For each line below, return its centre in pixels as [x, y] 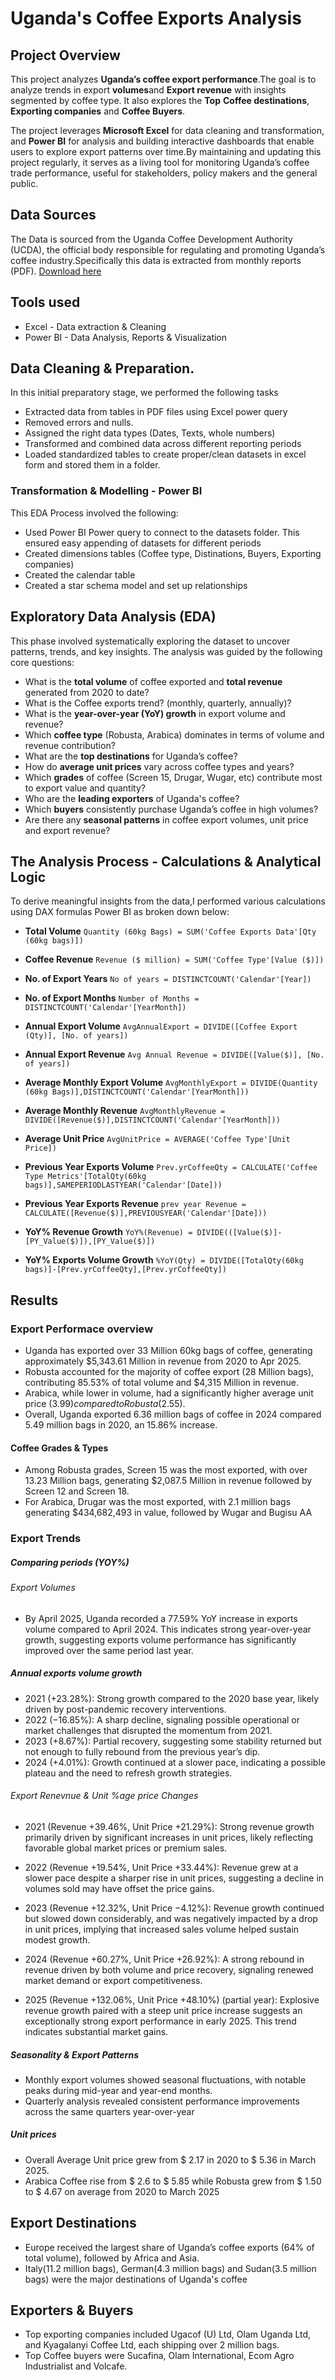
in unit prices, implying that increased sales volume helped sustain [162, 1929]
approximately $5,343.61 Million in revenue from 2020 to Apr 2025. [163, 1361]
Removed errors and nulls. [79, 423]
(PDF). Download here [56, 271]
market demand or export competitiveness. [113, 1980]
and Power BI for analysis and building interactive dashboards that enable [162, 141]
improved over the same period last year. [109, 1650]
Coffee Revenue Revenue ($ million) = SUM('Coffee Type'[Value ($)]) [174, 959]
